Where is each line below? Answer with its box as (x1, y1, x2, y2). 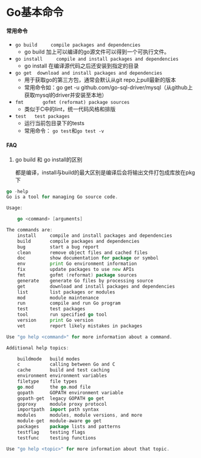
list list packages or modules (17, 289, 115, 295)
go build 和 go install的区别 (15, 156, 83, 163)
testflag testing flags (17, 429, 86, 435)
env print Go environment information (17, 261, 137, 267)
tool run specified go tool (17, 312, 107, 318)
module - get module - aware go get (17, 418, 102, 424)
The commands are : (6, 227, 53, 233)
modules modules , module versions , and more (17, 412, 143, 419)
